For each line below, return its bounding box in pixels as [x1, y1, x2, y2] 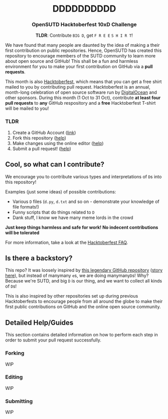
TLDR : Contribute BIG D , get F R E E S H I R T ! [36, 32, 133, 38]
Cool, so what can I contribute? [5, 160, 104, 169]
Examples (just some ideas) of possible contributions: [5, 188, 116, 194]
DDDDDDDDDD [52, 3, 116, 15]
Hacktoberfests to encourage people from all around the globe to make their [5, 298, 163, 305]
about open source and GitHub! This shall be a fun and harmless [5, 58, 138, 64]
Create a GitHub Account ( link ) [12, 129, 76, 135]
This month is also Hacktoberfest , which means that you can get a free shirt [5, 79, 162, 85]
